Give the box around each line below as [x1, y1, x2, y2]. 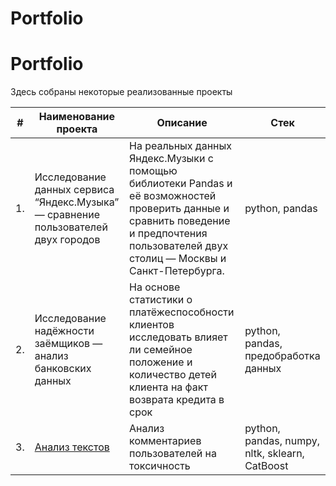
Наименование [38, 110, 116, 124]
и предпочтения [129, 227, 208, 241]
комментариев [129, 434, 202, 448]
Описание [156, 116, 208, 130]
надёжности [34, 324, 95, 338]
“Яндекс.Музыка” [34, 195, 120, 209]
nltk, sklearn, [244, 447, 305, 461]
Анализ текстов [34, 440, 110, 454]
